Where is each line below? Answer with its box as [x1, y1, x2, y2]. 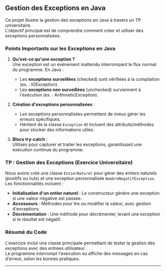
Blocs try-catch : [12, 136, 48, 142]
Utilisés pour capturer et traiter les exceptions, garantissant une [12, 141, 142, 147]
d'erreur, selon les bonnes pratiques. [5, 256, 80, 262]
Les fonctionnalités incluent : [5, 181, 64, 187]
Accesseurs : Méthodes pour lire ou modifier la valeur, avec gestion [12, 201, 151, 206]
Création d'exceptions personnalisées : [12, 102, 95, 107]
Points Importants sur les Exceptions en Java [5, 45, 116, 52]
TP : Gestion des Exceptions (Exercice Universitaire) [5, 159, 133, 166]
